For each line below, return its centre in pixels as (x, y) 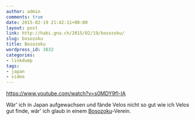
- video (16, 77)
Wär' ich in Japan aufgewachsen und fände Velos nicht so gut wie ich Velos (98, 105)
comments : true (25, 17)
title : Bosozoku (26, 44)
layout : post (22, 28)
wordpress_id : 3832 (30, 50)
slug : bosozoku (25, 39)
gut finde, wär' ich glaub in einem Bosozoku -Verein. (68, 111)
